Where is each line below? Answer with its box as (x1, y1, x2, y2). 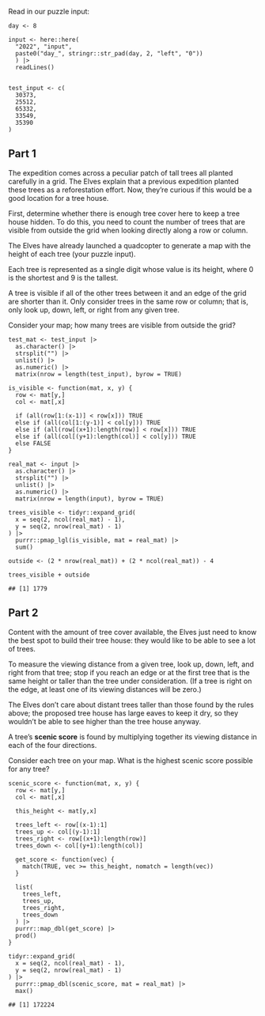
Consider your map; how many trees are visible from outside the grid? (8, 320, 236, 330)
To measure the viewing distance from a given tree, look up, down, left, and (8, 659, 255, 669)
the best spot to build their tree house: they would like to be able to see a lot (8, 636, 256, 645)
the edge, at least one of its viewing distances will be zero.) (8, 684, 202, 694)
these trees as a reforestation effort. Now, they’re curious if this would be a (8, 185, 252, 195)
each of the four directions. (8, 740, 97, 750)
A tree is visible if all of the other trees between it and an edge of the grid (8, 288, 247, 297)
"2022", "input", (15, 43, 73, 51)
